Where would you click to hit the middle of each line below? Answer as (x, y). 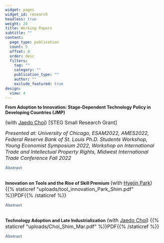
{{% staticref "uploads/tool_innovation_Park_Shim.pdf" (70, 189)
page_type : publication (34, 42)
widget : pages (20, 10)
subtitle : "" (19, 33)
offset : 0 (20, 51)
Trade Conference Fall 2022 (38, 158)
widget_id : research (27, 14)
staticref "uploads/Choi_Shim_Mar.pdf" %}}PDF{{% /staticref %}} (82, 227)
